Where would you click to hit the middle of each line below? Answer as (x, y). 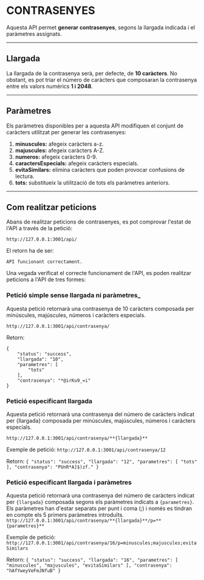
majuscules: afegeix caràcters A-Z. (59, 150)
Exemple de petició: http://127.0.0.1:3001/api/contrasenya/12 (86, 449)
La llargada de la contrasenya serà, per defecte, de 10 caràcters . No (92, 73)
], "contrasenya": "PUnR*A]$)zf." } (53, 467)
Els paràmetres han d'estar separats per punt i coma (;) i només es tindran (99, 508)
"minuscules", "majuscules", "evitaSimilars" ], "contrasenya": (89, 565)
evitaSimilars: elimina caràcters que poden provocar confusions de (100, 169)
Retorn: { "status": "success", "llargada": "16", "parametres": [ (92, 560)
